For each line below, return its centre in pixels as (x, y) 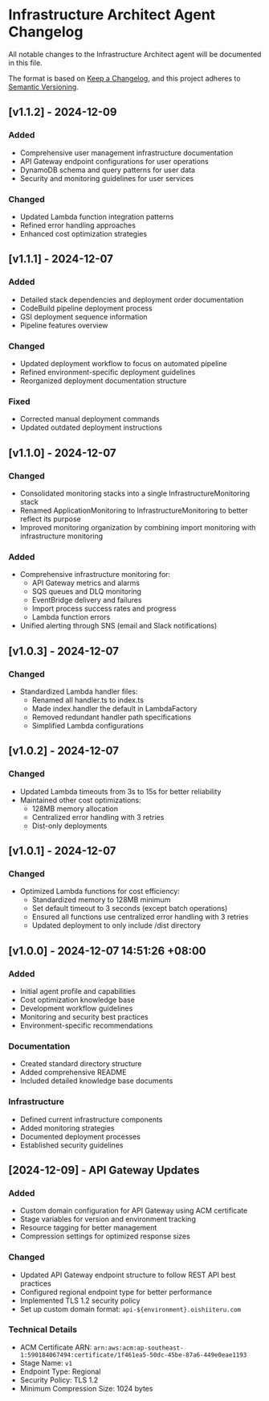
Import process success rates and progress (104, 608)
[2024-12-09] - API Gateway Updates (104, 1170)
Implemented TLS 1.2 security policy (80, 1300)
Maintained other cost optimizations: (80, 800)
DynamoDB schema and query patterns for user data (107, 170)
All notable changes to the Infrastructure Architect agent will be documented (135, 54)
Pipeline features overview (64, 325)
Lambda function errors (71, 617)
